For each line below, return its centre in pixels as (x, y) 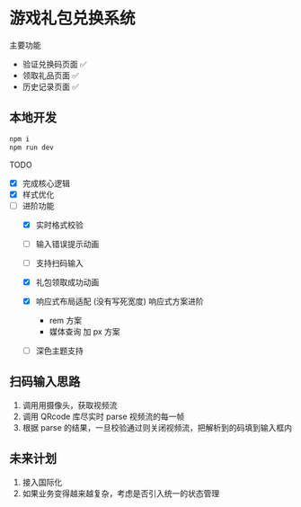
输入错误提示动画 (67, 244)
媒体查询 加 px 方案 (85, 332)
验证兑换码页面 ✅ (54, 64)
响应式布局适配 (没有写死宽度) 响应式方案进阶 (120, 301)
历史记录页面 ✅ (50, 86)
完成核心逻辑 (46, 183)
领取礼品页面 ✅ (50, 75)
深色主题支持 (59, 351)
